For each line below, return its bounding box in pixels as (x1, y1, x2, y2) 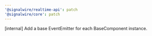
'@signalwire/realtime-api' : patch (4, 7, 78, 12)
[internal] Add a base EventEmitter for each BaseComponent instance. (4, 25, 148, 31)
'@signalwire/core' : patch (4, 12, 60, 17)
